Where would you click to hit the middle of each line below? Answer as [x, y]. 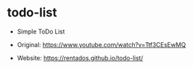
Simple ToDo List [41, 31]
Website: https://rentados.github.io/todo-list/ [80, 58]
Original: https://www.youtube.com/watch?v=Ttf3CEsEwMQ [101, 44]
